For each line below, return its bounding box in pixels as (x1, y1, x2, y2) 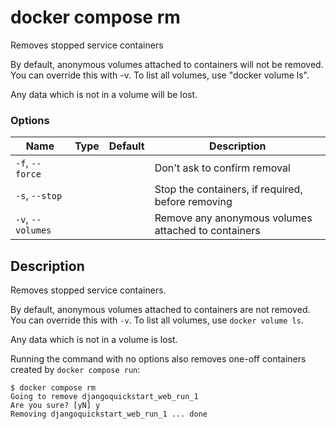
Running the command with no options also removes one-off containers (10, 353, 307, 365)
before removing (154, 195, 233, 209)
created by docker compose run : (10, 364, 141, 376)
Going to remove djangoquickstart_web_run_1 (10, 392, 199, 402)
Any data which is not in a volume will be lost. (10, 88, 198, 100)
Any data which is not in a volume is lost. (10, 334, 178, 346)
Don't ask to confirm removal (154, 161, 291, 175)
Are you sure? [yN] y (10, 401, 101, 411)
